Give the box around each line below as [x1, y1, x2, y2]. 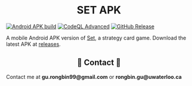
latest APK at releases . [6, 40, 61, 48]
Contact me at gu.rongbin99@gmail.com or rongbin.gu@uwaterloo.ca [6, 73, 182, 80]
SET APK [77, 4, 121, 17]
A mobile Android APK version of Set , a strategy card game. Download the [6, 34, 187, 41]
